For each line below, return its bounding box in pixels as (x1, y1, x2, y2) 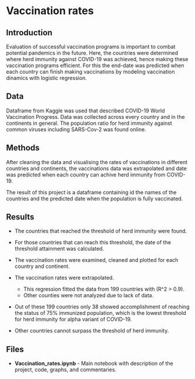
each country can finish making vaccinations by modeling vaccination (6, 68, 175, 75)
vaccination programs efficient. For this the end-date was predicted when (6, 62, 184, 69)
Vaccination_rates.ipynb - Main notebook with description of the (14, 360, 173, 367)
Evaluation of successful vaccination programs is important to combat (6, 43, 176, 50)
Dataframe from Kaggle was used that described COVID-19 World (6, 107, 165, 114)
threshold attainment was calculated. (14, 245, 105, 252)
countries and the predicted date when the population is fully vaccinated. (6, 195, 183, 202)
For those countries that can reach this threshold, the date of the (14, 239, 172, 246)
